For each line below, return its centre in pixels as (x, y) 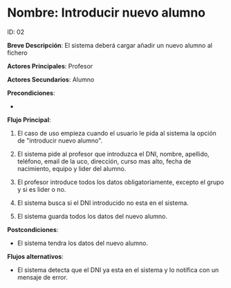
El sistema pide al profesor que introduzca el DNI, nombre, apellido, (113, 154)
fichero (17, 53)
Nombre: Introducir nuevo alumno (107, 13)
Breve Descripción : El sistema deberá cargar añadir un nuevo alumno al (110, 45)
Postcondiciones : (33, 229)
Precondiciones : (31, 93)
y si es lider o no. (41, 189)
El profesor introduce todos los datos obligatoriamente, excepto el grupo (121, 182)
